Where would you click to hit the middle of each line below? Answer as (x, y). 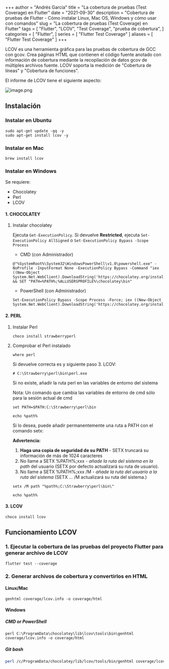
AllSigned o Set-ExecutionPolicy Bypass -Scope (99, 240)
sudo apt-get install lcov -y (37, 135)
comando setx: (28, 430)
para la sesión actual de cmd (42, 398)
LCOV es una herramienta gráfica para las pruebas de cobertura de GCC (80, 49)
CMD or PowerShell (26, 621)
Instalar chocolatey (32, 225)
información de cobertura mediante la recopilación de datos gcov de (76, 60)
